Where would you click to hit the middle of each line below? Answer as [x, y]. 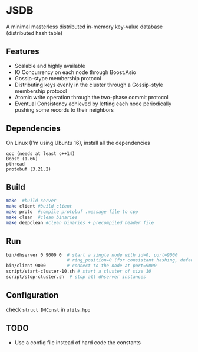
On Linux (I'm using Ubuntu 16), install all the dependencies [78, 143]
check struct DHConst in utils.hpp [48, 309]
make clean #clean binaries [42, 217]
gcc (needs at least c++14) [41, 154]
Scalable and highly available [50, 66]
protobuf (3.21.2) [29, 169]
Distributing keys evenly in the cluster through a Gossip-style [89, 85]
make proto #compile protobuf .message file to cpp [72, 212]
